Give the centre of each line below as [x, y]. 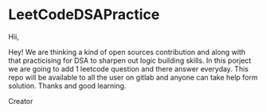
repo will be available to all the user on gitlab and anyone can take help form [133, 77]
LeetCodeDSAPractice [84, 15]
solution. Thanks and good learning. [67, 86]
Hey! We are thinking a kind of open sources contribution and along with [127, 52]
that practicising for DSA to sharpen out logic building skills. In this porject [130, 60]
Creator [21, 101]
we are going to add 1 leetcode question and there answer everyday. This [129, 68]
